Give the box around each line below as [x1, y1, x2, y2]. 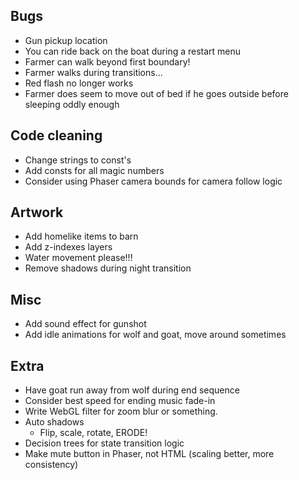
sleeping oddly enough [24, 98, 120, 110]
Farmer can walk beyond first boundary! [24, 55, 191, 68]
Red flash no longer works [24, 77, 134, 89]
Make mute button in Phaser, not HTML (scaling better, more [24, 448, 275, 460]
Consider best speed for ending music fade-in [24, 395, 216, 407]
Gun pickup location [24, 34, 108, 46]
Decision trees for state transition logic [24, 437, 185, 449]
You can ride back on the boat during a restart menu [24, 45, 242, 57]
